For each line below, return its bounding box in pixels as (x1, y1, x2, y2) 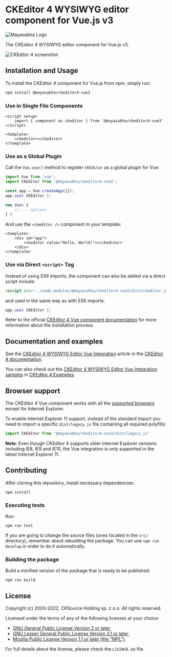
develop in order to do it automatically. (5, 543, 85, 549)
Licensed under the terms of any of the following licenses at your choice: (5, 615, 160, 622)
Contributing (5, 466, 47, 475)
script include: (5, 278, 36, 284)
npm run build (5, 577, 36, 583)
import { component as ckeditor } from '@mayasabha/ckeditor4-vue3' (14, 118, 164, 123)
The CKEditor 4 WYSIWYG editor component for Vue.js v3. (5, 41, 130, 47)
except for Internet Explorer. (5, 406, 64, 412)
